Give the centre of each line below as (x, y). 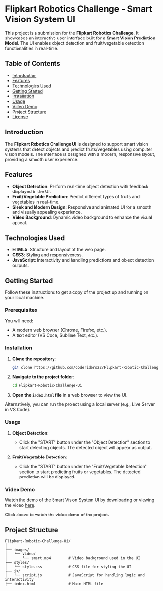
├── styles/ (17, 562)
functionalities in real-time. (32, 48)
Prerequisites (21, 310)
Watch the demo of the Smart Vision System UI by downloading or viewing (80, 500)
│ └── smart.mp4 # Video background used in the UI (72, 558)
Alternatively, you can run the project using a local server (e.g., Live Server (80, 404)
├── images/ (17, 550)
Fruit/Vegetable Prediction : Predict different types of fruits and (76, 197)
